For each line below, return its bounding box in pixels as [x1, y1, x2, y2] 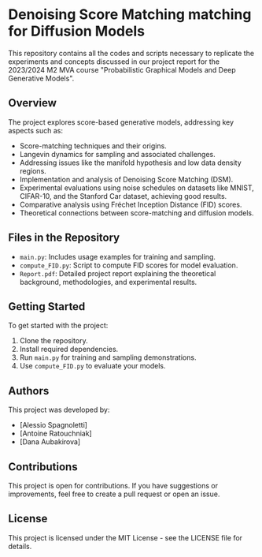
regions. [19, 166, 47, 175]
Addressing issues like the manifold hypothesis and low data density [19, 158, 242, 167]
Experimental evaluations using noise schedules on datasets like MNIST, [19, 183, 254, 193]
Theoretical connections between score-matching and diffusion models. [19, 207, 254, 218]
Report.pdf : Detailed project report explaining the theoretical [19, 268, 216, 278]
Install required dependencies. [19, 345, 119, 354]
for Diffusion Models [8, 22, 146, 40]
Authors [8, 384, 50, 398]
